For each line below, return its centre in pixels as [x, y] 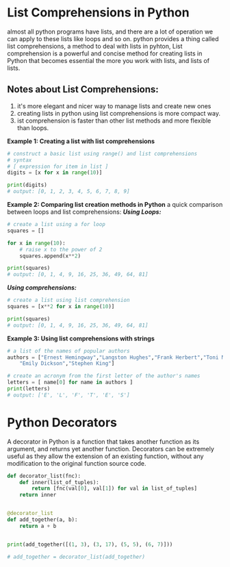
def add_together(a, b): [42, 520]
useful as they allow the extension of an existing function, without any [105, 456]
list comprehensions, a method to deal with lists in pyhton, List [95, 46]
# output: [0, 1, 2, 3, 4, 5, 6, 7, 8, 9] [68, 192]
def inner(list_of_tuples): [59, 482]
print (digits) [27, 185]
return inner [38, 495]
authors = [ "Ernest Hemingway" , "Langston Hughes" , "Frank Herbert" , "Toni [113, 357]
